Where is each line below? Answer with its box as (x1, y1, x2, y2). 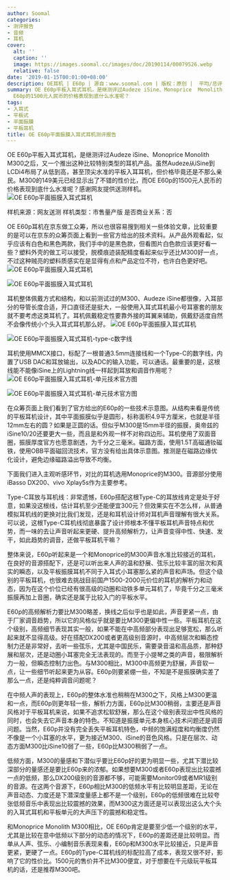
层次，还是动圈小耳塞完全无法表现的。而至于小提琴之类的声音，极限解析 (18, 651, 223, 659)
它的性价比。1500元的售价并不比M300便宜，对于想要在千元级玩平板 (18, 857, 212, 865)
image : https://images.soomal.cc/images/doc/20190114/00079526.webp (13, 61, 213, 68)
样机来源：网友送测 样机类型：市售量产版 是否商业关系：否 (7, 208, 172, 216)
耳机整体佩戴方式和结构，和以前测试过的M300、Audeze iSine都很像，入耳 (7, 294, 217, 303)
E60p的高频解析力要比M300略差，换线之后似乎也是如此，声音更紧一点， (7, 607, 213, 616)
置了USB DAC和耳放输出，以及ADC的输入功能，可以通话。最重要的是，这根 (7, 357, 220, 366)
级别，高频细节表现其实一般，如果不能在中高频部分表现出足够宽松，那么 (12, 625, 217, 633)
